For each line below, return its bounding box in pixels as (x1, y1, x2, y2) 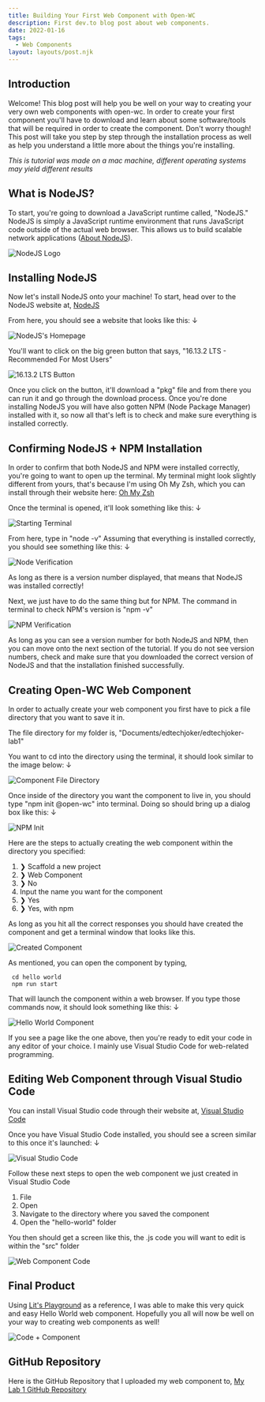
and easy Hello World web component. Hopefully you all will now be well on (8, 1308, 255, 1318)
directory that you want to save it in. (8, 713, 125, 722)
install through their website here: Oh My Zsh (8, 488, 155, 497)
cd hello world (11, 973, 62, 981)
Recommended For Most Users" (8, 354, 113, 364)
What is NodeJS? (8, 187, 95, 201)
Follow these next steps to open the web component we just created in (8, 1168, 239, 1178)
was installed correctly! (8, 581, 84, 590)
